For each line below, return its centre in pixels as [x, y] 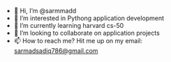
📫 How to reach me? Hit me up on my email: [78, 41]
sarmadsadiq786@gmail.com [56, 51]
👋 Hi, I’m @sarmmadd [45, 11]
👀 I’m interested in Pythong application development [89, 18]
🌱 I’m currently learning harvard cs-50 [69, 25]
